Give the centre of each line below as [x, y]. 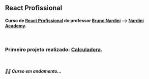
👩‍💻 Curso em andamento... [33, 71]
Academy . [16, 26]
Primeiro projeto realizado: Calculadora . [54, 50]
